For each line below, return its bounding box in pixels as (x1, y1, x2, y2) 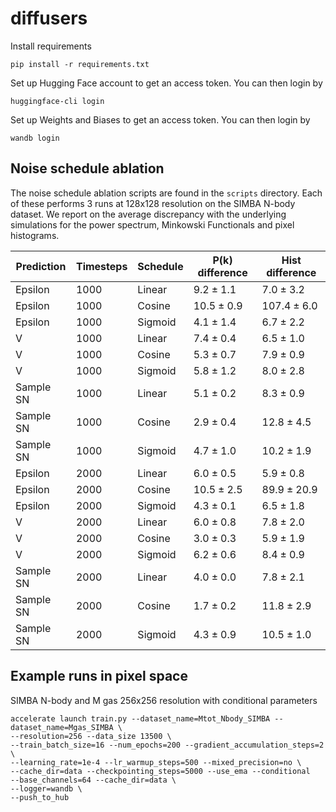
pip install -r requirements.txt (10, 59, 150, 69)
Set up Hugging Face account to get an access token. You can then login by (10, 77, 323, 89)
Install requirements (10, 40, 92, 52)
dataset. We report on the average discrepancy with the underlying (10, 208, 287, 220)
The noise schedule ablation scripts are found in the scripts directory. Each (10, 187, 323, 199)
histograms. (10, 229, 60, 241)
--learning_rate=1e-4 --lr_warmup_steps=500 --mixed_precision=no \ (10, 757, 302, 767)
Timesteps (75, 259, 128, 273)
